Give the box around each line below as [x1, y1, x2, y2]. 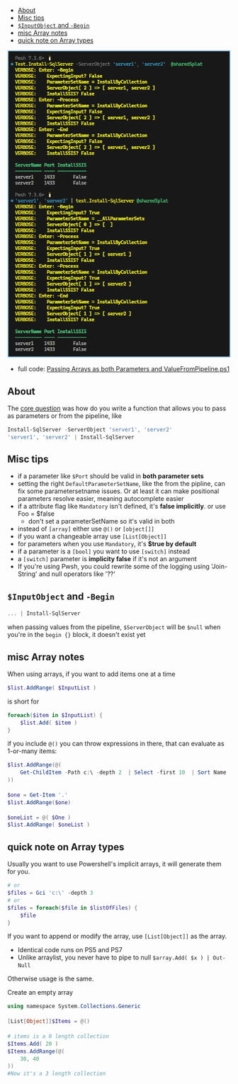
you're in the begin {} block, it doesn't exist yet [7, 631, 146, 639]
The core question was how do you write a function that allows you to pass [7, 404, 227, 412]
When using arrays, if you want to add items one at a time [7, 670, 176, 678]
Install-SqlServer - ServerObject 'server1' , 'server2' [7, 426, 173, 433]
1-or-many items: [7, 747, 57, 755]
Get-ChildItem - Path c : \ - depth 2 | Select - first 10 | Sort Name [20, 769, 227, 777]
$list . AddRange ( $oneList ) [7, 821, 91, 828]
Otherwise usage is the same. [7, 974, 94, 983]
